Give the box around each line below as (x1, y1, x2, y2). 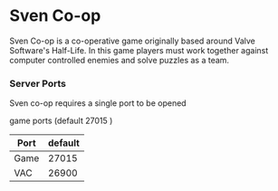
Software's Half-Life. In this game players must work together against (9, 44, 269, 55)
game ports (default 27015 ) (9, 115, 113, 127)
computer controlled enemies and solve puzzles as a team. (9, 54, 229, 65)
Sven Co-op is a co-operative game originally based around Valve (9, 35, 255, 46)
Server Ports (9, 77, 66, 90)
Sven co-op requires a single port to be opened (9, 98, 187, 109)
